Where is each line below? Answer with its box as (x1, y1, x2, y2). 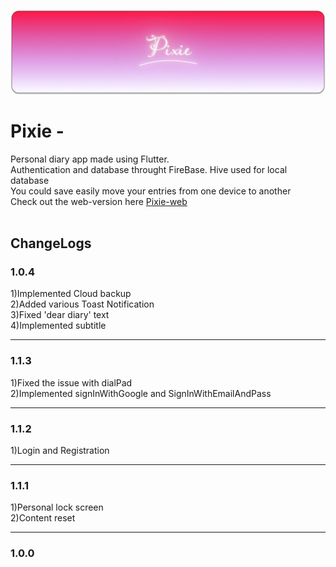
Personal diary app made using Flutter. (10, 153, 170, 165)
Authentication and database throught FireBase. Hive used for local (10, 163, 288, 175)
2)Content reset (10, 512, 76, 524)
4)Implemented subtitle (10, 320, 107, 332)
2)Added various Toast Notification (10, 298, 155, 310)
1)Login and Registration (10, 445, 110, 457)
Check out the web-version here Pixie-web (10, 195, 188, 207)
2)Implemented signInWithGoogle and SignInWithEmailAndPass (10, 387, 272, 399)
